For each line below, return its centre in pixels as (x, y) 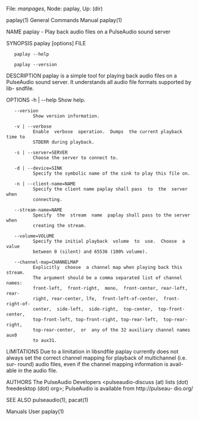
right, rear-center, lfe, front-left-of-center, (96, 299)
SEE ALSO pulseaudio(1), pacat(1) (47, 400)
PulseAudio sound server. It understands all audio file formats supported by (99, 82)
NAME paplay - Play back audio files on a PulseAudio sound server (88, 32)
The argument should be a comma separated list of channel (108, 278)
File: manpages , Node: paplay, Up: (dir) (55, 9)
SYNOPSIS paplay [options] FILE (46, 43)
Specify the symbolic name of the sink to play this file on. (111, 174)
